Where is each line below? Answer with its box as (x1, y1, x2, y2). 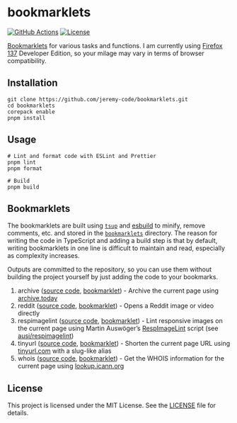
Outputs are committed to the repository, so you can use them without (7, 265, 212, 273)
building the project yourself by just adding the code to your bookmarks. (7, 273, 218, 281)
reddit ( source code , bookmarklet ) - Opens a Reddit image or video (17, 302, 214, 310)
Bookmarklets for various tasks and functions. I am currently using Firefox (7, 41, 223, 50)
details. (7, 409, 29, 417)
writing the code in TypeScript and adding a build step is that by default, (7, 237, 218, 245)
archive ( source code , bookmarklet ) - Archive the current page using (17, 286, 219, 295)
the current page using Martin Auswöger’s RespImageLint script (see (17, 324, 219, 333)
